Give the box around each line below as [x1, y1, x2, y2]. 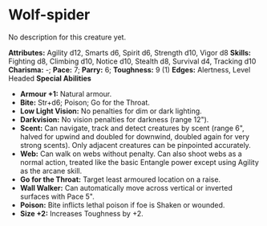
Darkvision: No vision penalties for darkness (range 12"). [19, 114, 209, 124]
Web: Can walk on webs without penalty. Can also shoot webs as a [19, 149, 242, 158]
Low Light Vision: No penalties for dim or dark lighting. [19, 106, 202, 116]
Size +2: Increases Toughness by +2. [19, 208, 144, 218]
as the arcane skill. [19, 166, 83, 175]
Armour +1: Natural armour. [19, 88, 112, 98]
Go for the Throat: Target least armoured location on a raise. [19, 175, 221, 184]
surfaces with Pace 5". [19, 191, 95, 201]
